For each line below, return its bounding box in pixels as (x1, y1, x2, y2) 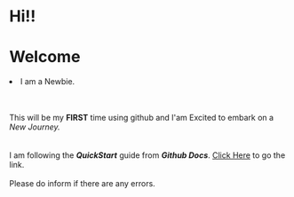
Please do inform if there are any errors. (9, 178, 155, 189)
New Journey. (9, 122, 60, 132)
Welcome (9, 47, 81, 67)
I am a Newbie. (20, 76, 75, 87)
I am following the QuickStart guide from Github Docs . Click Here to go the (9, 150, 286, 161)
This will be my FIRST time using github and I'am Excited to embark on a (9, 113, 274, 123)
